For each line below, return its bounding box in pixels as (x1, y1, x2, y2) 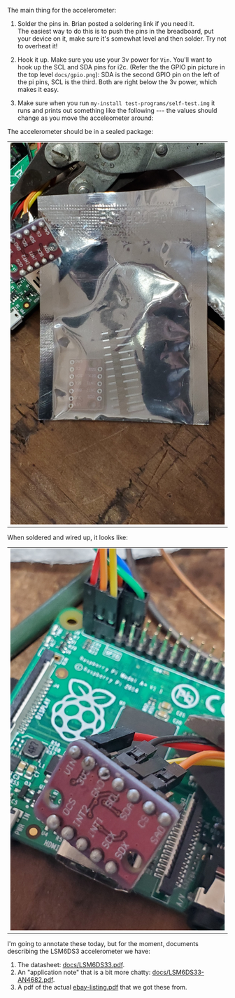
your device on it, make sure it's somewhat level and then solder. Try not (17, 34, 227, 43)
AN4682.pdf (17, 975, 54, 984)
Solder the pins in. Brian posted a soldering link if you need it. (17, 20, 194, 27)
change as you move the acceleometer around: (17, 114, 154, 122)
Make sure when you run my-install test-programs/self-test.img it (17, 99, 215, 107)
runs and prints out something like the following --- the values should (17, 107, 218, 114)
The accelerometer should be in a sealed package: (7, 128, 154, 135)
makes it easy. (17, 86, 59, 93)
